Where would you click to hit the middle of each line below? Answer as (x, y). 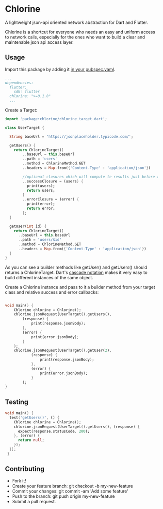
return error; (41, 208)
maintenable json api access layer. (39, 42)
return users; (41, 190)
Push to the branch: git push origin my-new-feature (63, 496)
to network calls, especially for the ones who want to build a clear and (75, 37)
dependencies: (19, 83)
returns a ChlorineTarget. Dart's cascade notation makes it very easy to (76, 272)
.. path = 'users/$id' (40, 240)
